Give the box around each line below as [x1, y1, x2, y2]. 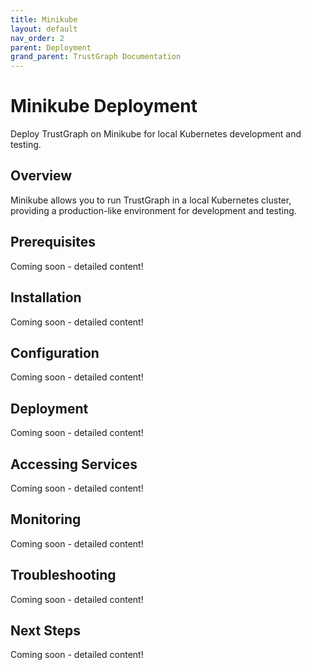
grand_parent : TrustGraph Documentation [10, 52, 182, 62]
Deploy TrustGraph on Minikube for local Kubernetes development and [10, 128, 302, 140]
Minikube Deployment [10, 95, 198, 118]
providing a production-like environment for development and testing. [10, 204, 297, 216]
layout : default [10, 24, 78, 34]
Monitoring [10, 511, 82, 528]
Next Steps [10, 622, 81, 639]
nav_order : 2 [10, 33, 65, 43]
